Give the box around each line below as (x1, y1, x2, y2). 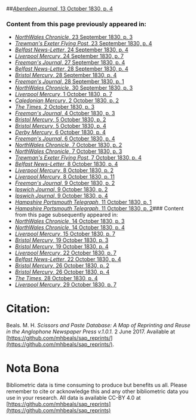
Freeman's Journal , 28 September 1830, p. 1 (14, 78, 124, 85)
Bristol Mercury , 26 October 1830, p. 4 (14, 268, 110, 275)
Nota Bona (6, 361, 60, 375)
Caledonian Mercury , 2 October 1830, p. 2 (14, 97, 120, 104)
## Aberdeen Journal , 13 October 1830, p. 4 (6, 5, 114, 12)
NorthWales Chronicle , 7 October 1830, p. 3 (14, 148, 122, 155)
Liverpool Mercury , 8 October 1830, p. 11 (14, 173, 115, 180)
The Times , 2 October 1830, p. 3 (14, 103, 94, 111)
